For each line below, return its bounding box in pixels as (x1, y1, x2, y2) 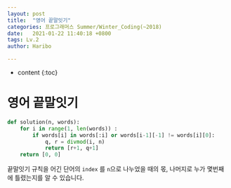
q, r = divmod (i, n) (44, 138, 105, 145)
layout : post (7, 10, 46, 18)
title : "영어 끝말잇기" (7, 17, 72, 24)
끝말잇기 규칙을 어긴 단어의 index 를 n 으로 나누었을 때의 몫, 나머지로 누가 (7, 165, 206, 173)
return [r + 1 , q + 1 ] (44, 145, 99, 152)
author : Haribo (7, 43, 52, 50)
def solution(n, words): (7, 119, 80, 126)
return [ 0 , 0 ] (20, 152, 61, 159)
